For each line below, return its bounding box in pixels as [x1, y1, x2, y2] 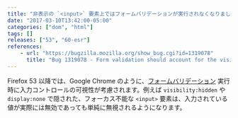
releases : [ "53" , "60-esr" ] [7, 37, 91, 44]
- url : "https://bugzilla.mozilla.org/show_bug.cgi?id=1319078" [20, 50, 214, 57]
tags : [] [7, 30, 33, 37]
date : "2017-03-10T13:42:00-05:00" [7, 17, 113, 24]
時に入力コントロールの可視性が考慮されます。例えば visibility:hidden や [7, 85, 226, 94]
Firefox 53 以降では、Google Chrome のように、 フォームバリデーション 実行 [7, 76, 230, 85]
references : [7, 43, 42, 50]
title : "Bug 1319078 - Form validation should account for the [25, 57, 217, 64]
